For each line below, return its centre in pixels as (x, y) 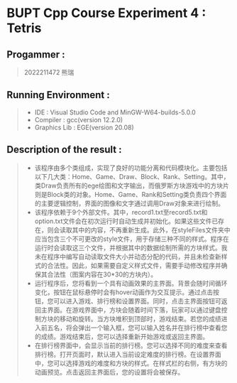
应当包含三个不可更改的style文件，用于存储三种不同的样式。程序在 (132, 239)
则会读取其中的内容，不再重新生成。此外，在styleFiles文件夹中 (139, 230)
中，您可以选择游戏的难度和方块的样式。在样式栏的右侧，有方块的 (131, 363)
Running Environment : (59, 95)
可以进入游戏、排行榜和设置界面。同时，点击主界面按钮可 (137, 301)
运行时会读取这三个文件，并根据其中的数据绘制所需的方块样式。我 (131, 247)
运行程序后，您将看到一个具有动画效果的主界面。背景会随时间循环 (131, 283)
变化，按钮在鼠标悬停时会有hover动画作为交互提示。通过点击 (124, 292)
